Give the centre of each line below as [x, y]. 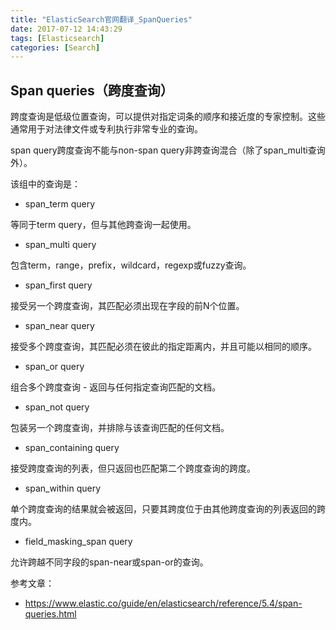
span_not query [57, 407]
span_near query [59, 326]
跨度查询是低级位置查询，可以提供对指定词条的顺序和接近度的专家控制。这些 [168, 117]
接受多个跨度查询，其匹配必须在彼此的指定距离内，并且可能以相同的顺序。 [163, 347]
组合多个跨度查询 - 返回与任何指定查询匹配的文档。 [116, 387]
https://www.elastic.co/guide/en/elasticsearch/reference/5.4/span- [163, 603]
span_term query [60, 204]
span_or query [54, 367]
